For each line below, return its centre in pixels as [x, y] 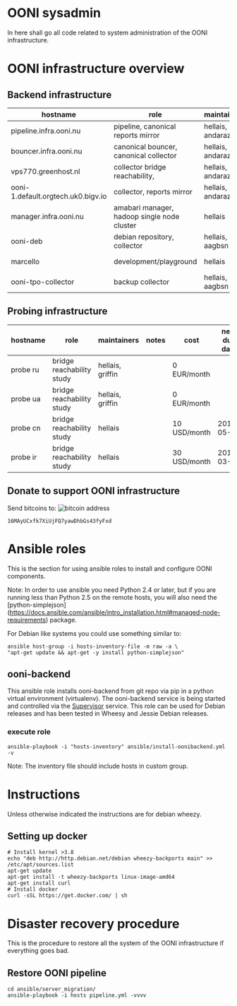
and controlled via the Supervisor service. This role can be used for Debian [116, 706]
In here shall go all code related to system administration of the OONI [108, 32]
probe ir [24, 457]
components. [26, 576]
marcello [25, 261]
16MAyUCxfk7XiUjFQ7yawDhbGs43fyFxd [60, 521]
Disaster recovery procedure [93, 924]
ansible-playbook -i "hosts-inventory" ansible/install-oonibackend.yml [116, 747]
